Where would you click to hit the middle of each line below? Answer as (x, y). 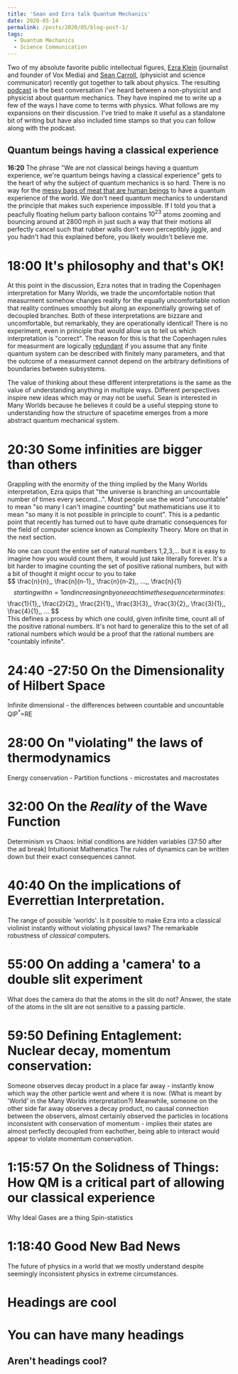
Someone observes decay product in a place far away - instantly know (111, 1085)
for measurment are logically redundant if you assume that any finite (107, 346)
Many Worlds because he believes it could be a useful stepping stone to (113, 405)
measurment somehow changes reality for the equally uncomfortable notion (119, 301)
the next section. (32, 537)
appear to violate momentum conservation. (70, 1139)
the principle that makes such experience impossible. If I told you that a (112, 205)
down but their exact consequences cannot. (72, 856)
